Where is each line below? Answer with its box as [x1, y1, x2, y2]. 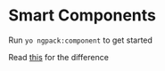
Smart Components [8, 5, 157, 26]
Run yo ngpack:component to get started [8, 35, 153, 45]
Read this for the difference [8, 51, 109, 62]
